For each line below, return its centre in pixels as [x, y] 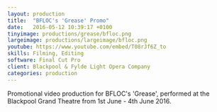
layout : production [36, 14]
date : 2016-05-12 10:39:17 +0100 [60, 27]
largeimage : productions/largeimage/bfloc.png [77, 40]
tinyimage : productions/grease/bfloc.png [69, 34]
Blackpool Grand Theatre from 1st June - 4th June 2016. [89, 101]
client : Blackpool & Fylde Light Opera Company [79, 67]
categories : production [43, 73]
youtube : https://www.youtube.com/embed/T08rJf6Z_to [87, 47]
